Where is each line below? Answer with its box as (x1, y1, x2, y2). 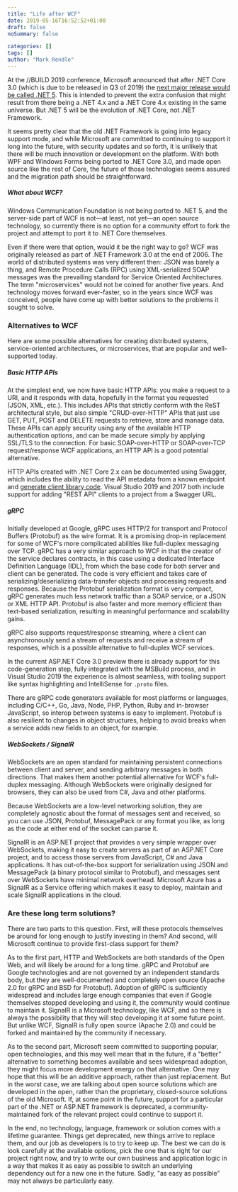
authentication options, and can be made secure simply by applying (7, 431, 205, 440)
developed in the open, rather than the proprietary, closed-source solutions (7, 1088, 228, 1096)
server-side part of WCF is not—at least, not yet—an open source (7, 213, 199, 222)
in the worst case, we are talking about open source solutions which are (7, 1080, 217, 1088)
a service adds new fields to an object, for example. (7, 724, 159, 733)
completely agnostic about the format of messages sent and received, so (7, 809, 221, 818)
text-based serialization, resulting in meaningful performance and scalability (7, 607, 230, 616)
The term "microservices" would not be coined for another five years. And (7, 280, 225, 289)
